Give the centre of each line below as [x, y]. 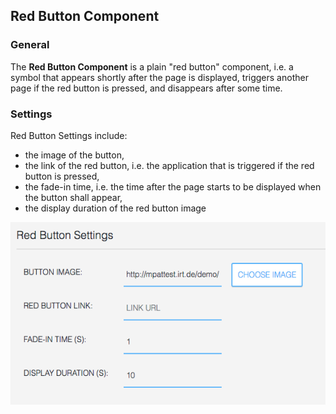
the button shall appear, [73, 197]
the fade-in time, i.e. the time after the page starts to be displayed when [173, 186]
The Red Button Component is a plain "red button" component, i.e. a [152, 66]
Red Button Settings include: [69, 135]
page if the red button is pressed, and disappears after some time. [146, 88]
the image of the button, [74, 155]
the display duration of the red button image [115, 208]
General [30, 45]
